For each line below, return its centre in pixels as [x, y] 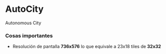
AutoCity [24, 9]
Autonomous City [23, 23]
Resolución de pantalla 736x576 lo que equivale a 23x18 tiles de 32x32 [87, 47]
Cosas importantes [29, 36]
